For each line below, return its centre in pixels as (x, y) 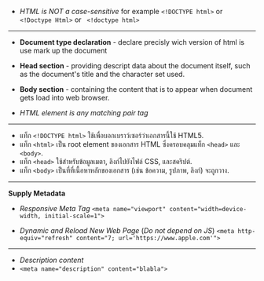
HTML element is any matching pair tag (84, 113)
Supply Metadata (37, 193)
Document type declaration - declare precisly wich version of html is (132, 42)
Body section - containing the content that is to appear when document (136, 89)
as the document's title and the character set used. (102, 74)
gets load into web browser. (64, 98)
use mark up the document (63, 51)
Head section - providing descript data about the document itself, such (135, 66)
